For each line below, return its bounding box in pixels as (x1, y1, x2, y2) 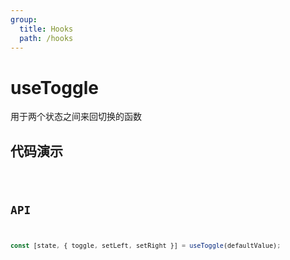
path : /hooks (19, 33, 74, 43)
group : (10, 14, 38, 25)
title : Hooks (19, 24, 74, 34)
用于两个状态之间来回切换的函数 (10, 111, 142, 123)
